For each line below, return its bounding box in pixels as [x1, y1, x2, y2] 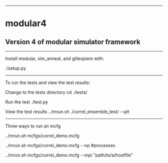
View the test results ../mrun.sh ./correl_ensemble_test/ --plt [5, 108, 129, 114]
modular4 [5, 18, 46, 29]
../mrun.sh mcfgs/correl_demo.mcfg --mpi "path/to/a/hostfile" [5, 152, 133, 158]
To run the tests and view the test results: [5, 79, 90, 85]
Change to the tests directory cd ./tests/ [5, 89, 87, 95]
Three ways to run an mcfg [5, 123, 61, 129]
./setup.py [5, 65, 26, 71]
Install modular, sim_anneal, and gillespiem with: [5, 55, 104, 61]
